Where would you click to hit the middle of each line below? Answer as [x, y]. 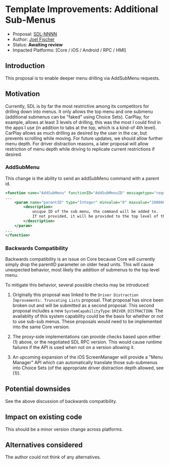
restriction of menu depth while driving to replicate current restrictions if [80, 149]
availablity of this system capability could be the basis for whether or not [88, 316]
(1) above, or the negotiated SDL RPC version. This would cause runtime [87, 342]
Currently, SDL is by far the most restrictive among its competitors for [77, 106]
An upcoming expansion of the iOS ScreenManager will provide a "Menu [88, 357]
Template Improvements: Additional [82, 9]
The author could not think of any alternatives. [53, 457]
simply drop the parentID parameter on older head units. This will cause [79, 264]
